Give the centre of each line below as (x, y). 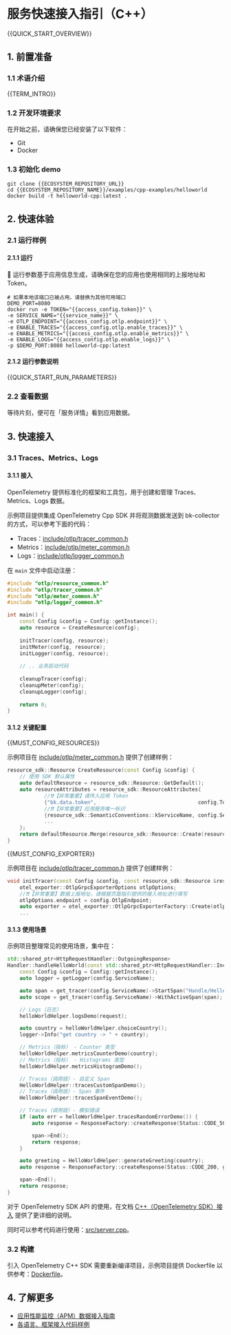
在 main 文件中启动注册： (42, 570)
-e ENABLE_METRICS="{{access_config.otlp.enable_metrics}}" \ (98, 333)
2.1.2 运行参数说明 (33, 361)
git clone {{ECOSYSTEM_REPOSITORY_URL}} (66, 184)
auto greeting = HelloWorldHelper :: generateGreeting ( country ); (112, 1161)
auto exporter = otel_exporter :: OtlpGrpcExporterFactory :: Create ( (117, 907)
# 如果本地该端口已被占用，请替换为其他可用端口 (66, 297)
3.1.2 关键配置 (27, 727)
